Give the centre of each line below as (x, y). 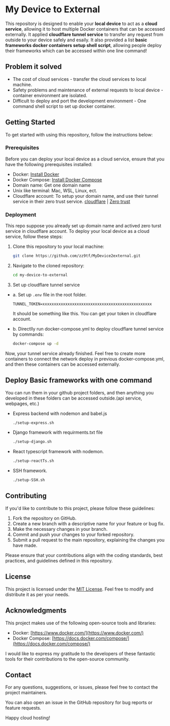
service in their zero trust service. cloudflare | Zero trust (72, 201)
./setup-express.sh (33, 423)
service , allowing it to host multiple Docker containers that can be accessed (85, 29)
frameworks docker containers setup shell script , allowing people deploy (83, 45)
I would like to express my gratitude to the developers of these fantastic (80, 653)
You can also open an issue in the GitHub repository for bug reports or (79, 702)
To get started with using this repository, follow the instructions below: (79, 134)
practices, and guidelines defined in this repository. (59, 560)
